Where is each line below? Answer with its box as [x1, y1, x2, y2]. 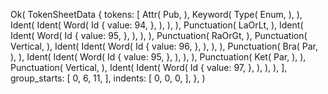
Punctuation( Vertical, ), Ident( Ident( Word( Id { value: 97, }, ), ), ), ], [10, 62, 288, 73]
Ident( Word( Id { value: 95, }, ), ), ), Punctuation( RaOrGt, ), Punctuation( [10, 30, 308, 41]
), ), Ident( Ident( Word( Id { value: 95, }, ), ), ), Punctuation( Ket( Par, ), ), [10, 51, 307, 63]
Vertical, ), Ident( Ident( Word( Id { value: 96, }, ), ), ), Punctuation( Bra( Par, [10, 40, 319, 52]
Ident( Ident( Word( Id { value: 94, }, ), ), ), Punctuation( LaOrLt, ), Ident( [10, 19, 304, 31]
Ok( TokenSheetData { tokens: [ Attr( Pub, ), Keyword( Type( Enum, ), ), [10, 9, 303, 20]
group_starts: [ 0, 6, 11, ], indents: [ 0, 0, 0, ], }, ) [10, 72, 206, 84]
